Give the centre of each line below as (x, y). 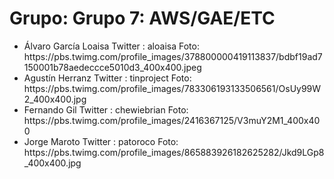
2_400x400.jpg (55, 99)
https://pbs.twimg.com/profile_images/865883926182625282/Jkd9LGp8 (174, 152)
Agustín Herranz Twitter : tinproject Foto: (107, 78)
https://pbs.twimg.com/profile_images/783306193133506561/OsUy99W (172, 88)
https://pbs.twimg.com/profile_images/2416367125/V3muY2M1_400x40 (172, 120)
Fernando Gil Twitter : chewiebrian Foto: (106, 109)
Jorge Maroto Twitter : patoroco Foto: (101, 141)
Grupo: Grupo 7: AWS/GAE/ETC (142, 18)
